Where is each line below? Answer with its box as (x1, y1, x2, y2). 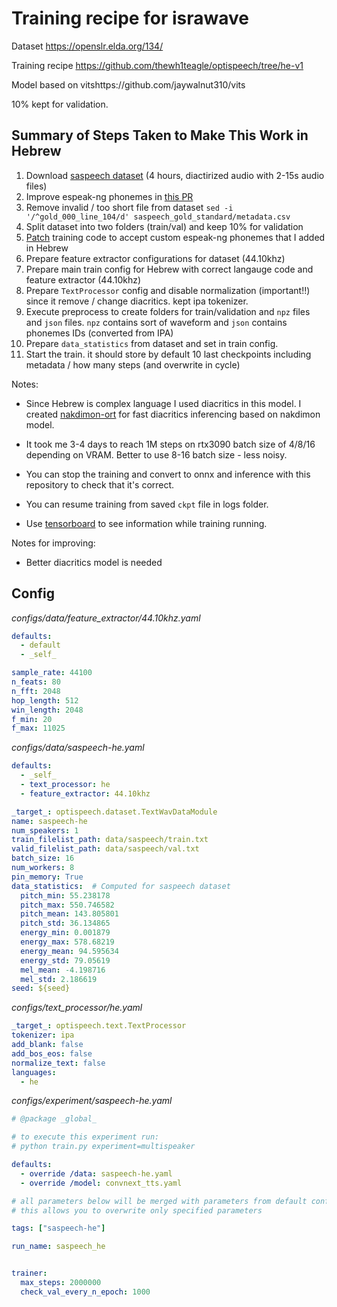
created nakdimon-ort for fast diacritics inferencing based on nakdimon (25, 408, 321, 420)
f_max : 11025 (11, 723, 66, 734)
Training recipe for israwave (11, 7, 249, 30)
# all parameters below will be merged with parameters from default (11, 1196, 308, 1206)
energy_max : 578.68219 (20, 937, 115, 947)
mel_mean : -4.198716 (20, 965, 106, 975)
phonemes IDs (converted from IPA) (25, 327, 174, 339)
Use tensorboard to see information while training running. (25, 517, 268, 529)
